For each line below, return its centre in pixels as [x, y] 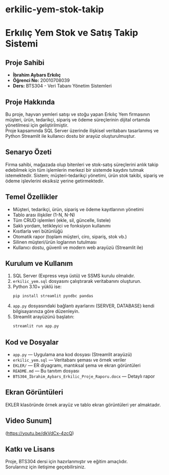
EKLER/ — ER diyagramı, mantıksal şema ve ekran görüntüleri [77, 365]
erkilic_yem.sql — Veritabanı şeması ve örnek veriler [69, 360]
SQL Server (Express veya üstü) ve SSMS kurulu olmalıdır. [74, 276]
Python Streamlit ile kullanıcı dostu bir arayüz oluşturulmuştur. [70, 136]
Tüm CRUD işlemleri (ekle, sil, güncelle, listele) [62, 220]
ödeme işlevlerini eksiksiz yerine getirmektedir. [55, 181]
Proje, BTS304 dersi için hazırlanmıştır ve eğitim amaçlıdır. [67, 462]
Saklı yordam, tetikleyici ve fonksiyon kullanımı [62, 225]
